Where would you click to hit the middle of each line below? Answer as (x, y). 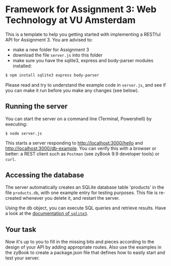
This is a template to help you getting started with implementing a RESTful (83, 34)
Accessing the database (45, 175)
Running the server (36, 106)
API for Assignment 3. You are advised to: (49, 40)
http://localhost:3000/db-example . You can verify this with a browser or (81, 148)
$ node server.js (24, 134)
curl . (11, 159)
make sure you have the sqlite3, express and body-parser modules (83, 60)
